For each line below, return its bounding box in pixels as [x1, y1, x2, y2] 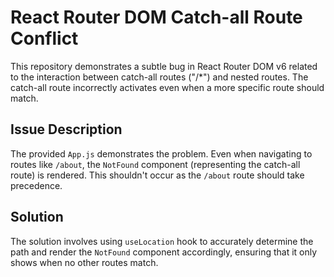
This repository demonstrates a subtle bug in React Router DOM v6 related [10, 60, 318, 72]
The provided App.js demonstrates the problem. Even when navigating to [10, 147, 313, 160]
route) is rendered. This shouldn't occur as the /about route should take [10, 169, 305, 181]
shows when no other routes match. [10, 256, 159, 268]
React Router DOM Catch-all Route [10, 6, 303, 29]
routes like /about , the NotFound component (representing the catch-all [10, 158, 301, 170]
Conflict [10, 27, 79, 50]
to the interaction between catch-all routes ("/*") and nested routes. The [10, 71, 309, 83]
